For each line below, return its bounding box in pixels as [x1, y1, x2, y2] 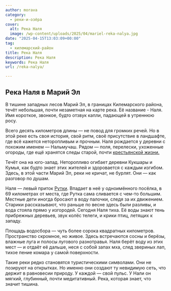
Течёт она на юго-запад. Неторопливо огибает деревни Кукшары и [5, 159, 153, 165]
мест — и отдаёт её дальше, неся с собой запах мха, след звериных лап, [5, 244, 166, 250]
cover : [5, 21, 19, 27]
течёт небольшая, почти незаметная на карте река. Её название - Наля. [5, 107, 163, 113]
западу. [5, 217, 22, 224]
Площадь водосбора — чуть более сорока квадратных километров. [5, 228, 155, 234]
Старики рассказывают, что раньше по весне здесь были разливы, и [5, 201, 157, 207]
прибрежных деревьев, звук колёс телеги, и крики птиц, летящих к [5, 212, 153, 219]
